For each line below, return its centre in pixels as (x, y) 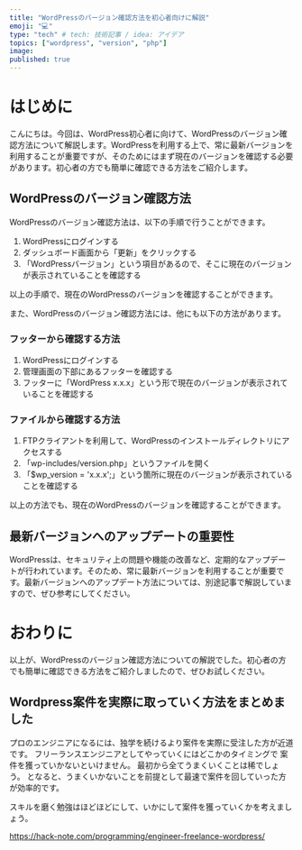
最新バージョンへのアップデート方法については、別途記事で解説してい (154, 582)
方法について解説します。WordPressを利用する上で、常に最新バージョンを (155, 144)
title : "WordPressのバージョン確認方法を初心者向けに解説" (110, 18)
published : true (40, 59)
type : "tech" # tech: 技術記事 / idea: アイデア (97, 34)
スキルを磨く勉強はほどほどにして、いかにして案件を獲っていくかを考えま (147, 807)
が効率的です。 (37, 787)
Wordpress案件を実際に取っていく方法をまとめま (147, 703)
